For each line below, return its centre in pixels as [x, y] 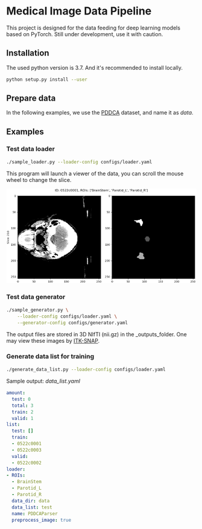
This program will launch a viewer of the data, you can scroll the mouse [95, 174]
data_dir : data [31, 501]
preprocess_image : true [41, 520]
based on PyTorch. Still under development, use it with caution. [85, 34]
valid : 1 [23, 418]
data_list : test [32, 507]
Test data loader [31, 149]
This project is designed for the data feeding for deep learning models [93, 28]
